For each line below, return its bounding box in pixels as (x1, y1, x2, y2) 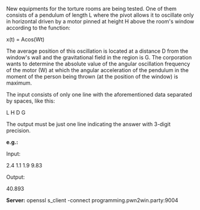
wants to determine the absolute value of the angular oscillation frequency (6, 60, 190, 67)
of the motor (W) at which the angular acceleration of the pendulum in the (6, 67, 189, 74)
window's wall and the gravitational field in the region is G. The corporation (6, 54, 192, 61)
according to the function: (6, 24, 71, 31)
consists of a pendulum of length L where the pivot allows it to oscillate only (6, 11, 194, 19)
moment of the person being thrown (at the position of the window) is (6, 73, 178, 80)
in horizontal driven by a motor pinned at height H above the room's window (6, 18, 195, 25)
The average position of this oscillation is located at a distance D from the (6, 47, 189, 55)
